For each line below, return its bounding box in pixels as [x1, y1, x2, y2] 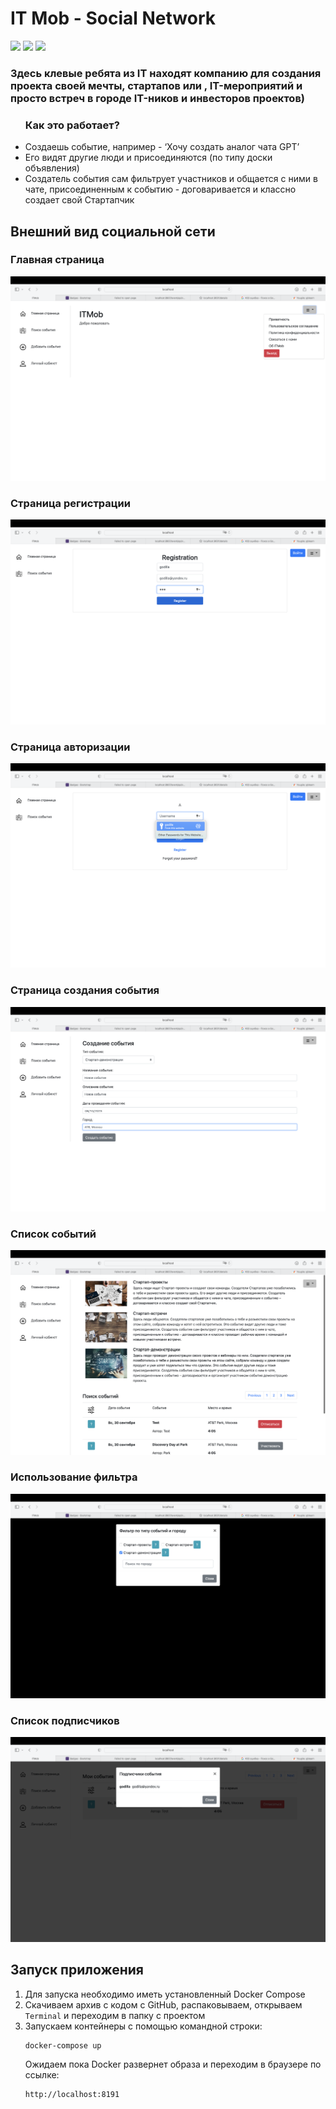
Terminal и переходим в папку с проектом [24, 2009, 206, 2021]
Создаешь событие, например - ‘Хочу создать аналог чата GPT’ [24, 141, 300, 153]
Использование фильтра [10, 1470, 138, 1484]
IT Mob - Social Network [10, 7, 217, 30]
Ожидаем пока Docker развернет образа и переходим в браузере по [24, 2058, 322, 2070]
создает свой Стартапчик [24, 194, 135, 206]
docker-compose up [24, 2040, 102, 2051]
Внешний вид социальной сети [10, 223, 216, 240]
